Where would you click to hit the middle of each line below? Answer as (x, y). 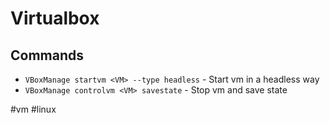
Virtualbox (55, 18)
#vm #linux (33, 109)
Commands (47, 55)
